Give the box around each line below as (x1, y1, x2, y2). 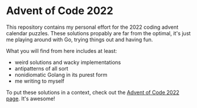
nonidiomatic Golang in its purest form (14, 71, 108, 78)
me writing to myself (14, 77, 65, 85)
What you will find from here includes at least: (6, 47, 118, 54)
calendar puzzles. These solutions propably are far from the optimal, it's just (6, 29, 191, 36)
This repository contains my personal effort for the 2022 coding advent (6, 23, 179, 31)
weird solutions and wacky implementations (14, 59, 121, 66)
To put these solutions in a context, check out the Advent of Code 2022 (6, 89, 179, 96)
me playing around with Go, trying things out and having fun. (6, 36, 153, 43)
